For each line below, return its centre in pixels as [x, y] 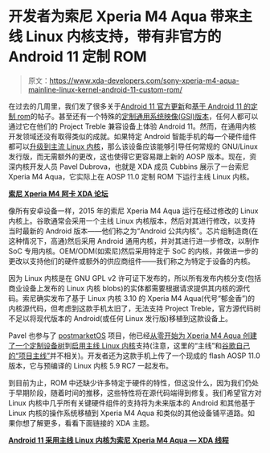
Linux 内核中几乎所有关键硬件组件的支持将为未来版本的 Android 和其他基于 [132, 402]
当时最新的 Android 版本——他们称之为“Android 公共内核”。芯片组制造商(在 [133, 231]
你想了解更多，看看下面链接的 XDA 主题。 [84, 422]
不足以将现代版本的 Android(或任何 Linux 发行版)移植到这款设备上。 [121, 318]
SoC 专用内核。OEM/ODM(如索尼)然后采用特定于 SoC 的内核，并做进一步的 [133, 251]
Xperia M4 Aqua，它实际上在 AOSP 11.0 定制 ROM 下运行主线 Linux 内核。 [131, 176]
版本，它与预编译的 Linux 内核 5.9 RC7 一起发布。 [90, 365]
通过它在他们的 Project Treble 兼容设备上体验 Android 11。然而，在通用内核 [133, 126]
